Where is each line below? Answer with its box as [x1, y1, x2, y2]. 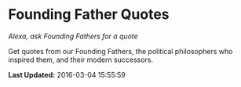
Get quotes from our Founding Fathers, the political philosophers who [8, 46, 233, 56]
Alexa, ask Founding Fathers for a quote [8, 31, 139, 41]
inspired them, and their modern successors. [8, 55, 154, 64]
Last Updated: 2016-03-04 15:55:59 [8, 70, 126, 79]
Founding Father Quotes [8, 5, 170, 24]
